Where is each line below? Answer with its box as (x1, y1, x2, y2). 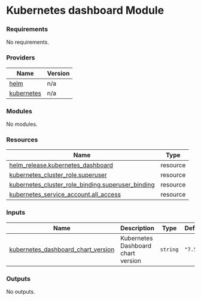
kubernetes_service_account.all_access (9, 190, 121, 198)
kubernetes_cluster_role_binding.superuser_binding (9, 180, 155, 189)
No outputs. (6, 288, 35, 295)
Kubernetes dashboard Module (6, 4, 165, 17)
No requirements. (6, 38, 50, 46)
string (160, 246, 179, 252)
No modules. (6, 121, 38, 128)
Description (120, 224, 154, 232)
